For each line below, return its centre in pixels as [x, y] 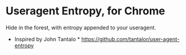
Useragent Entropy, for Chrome [85, 11]
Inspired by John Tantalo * [47, 39]
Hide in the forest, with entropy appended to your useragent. [81, 27]
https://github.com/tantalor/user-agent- [131, 39]
